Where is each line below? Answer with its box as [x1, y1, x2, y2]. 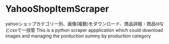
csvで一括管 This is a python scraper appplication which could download [9, 27, 163, 33]
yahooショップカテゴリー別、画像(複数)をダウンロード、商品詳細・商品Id [5, 20, 160, 27]
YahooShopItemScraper [5, 3, 109, 15]
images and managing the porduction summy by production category [5, 33, 151, 39]
